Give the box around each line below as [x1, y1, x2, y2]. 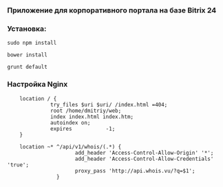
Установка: [7, 23, 47, 33]
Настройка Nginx [7, 80, 68, 89]
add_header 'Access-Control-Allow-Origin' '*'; [74, 149, 214, 156]
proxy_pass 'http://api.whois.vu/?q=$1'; [74, 167, 195, 174]
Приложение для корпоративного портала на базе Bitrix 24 [7, 5, 217, 15]
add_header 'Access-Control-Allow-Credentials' [74, 155, 214, 162]
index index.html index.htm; [50, 113, 134, 120]
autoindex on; [50, 119, 91, 126]
